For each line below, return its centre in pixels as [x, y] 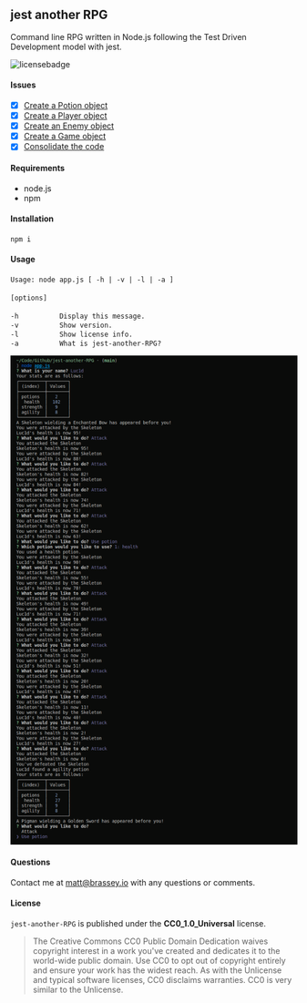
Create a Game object [65, 137]
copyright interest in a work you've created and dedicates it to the [156, 951]
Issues [23, 85]
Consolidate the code [64, 147]
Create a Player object [65, 116]
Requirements [38, 168]
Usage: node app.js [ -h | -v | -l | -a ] [92, 280]
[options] [29, 298]
